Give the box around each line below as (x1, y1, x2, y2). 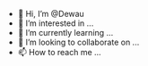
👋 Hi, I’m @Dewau (17, 9, 85, 19)
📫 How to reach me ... (17, 47, 101, 57)
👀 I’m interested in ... (17, 18, 94, 29)
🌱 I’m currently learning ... (17, 28, 114, 37)
